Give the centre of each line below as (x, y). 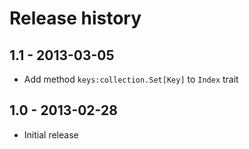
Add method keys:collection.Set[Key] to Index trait (131, 79)
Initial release (51, 134)
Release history (75, 18)
